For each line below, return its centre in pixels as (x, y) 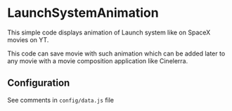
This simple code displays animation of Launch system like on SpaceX (109, 32)
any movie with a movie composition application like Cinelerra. (98, 60)
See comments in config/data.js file (61, 100)
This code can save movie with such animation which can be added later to (116, 53)
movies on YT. (28, 39)
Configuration (39, 83)
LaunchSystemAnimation (83, 13)
